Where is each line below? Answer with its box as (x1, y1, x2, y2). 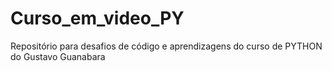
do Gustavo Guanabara (10, 50, 106, 62)
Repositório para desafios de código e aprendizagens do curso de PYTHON (10, 40, 323, 52)
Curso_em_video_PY (10, 7, 185, 30)
